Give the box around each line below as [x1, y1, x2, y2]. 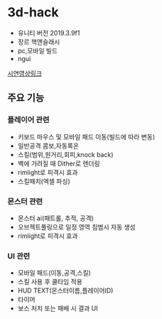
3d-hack [7, 4, 59, 21]
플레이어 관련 [7, 115, 50, 125]
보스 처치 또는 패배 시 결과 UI [17, 304, 98, 313]
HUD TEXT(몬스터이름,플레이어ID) [17, 286, 114, 295]
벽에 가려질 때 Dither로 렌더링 [17, 159, 101, 168]
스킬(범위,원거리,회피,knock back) [17, 150, 114, 158]
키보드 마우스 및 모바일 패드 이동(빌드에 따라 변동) [17, 132, 156, 141]
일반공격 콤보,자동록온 [17, 141, 80, 150]
